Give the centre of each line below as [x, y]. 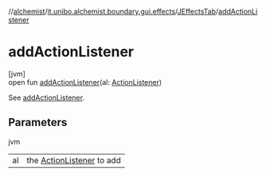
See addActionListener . [47, 98]
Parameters [38, 122]
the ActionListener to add [74, 160]
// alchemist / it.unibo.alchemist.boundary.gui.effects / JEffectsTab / [113, 11]
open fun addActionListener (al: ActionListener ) [85, 82]
